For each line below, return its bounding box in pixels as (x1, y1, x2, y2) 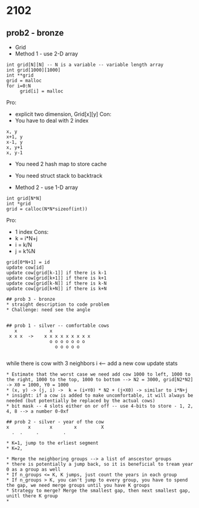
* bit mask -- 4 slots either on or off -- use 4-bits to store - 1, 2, (6, 403, 194, 409)
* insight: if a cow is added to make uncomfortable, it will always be (6, 393, 194, 399)
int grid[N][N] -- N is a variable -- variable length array (6, 62, 164, 68)
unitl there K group (6, 493, 59, 499)
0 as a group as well (6, 466, 61, 472)
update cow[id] (6, 265, 45, 271)
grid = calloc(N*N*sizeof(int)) (6, 206, 88, 212)
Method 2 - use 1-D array (15, 184, 79, 191)
